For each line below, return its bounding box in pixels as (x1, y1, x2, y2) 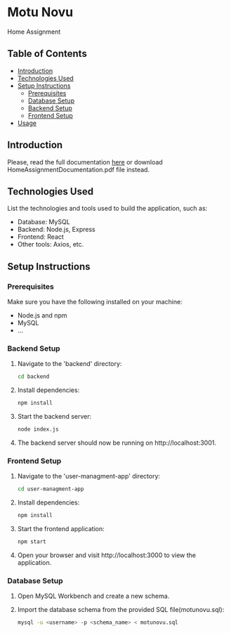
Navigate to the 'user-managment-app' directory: (17, 472, 160, 481)
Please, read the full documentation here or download (7, 157, 163, 166)
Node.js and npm (17, 311, 67, 320)
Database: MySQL (17, 218, 70, 226)
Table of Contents (7, 48, 88, 60)
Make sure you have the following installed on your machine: (7, 298, 183, 306)
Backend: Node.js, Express (17, 226, 96, 234)
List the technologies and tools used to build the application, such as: (7, 204, 208, 213)
